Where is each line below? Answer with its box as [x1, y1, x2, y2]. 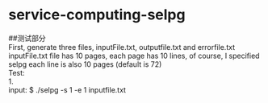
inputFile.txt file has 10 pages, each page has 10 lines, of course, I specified [8, 51, 260, 60]
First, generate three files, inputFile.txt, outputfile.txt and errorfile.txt [8, 42, 236, 51]
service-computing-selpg [8, 6, 186, 24]
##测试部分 [8, 33, 46, 43]
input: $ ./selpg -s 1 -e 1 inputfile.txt [8, 84, 127, 94]
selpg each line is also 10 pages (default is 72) [8, 59, 162, 69]
